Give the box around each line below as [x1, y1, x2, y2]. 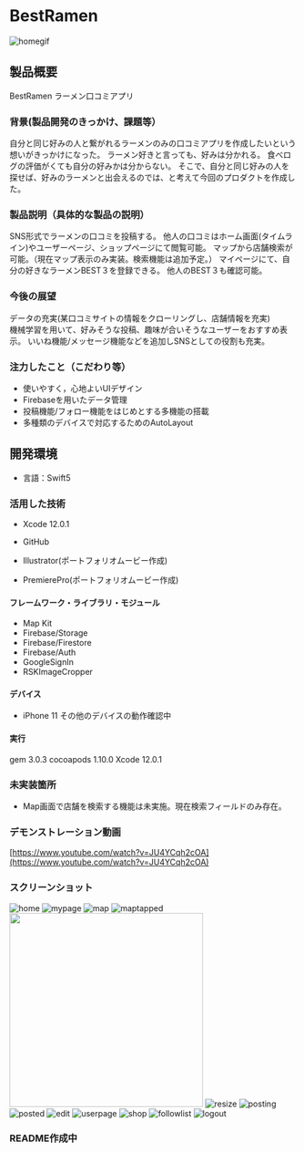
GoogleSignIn [22, 657, 75, 668]
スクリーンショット [9, 881, 94, 894]
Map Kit [22, 618, 53, 629]
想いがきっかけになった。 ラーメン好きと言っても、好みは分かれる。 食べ [9, 150, 284, 161]
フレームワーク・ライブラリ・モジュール [9, 597, 161, 607]
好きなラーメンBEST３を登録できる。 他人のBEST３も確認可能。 [25, 265, 268, 276]
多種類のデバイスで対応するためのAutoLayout [22, 417, 194, 428]
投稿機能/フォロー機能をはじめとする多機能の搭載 [22, 405, 209, 416]
